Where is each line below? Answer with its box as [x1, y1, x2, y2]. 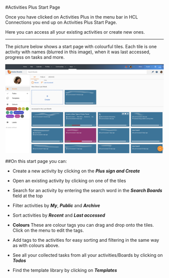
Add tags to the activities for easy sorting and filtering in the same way [12, 237, 159, 243]
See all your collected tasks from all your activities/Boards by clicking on [12, 252, 163, 258]
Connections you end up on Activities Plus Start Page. [5, 20, 117, 25]
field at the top [12, 193, 43, 199]
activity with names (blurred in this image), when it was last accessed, [5, 49, 151, 55]
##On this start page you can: [5, 158, 67, 164]
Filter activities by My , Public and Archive [12, 202, 101, 208]
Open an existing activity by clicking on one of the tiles [12, 177, 126, 183]
